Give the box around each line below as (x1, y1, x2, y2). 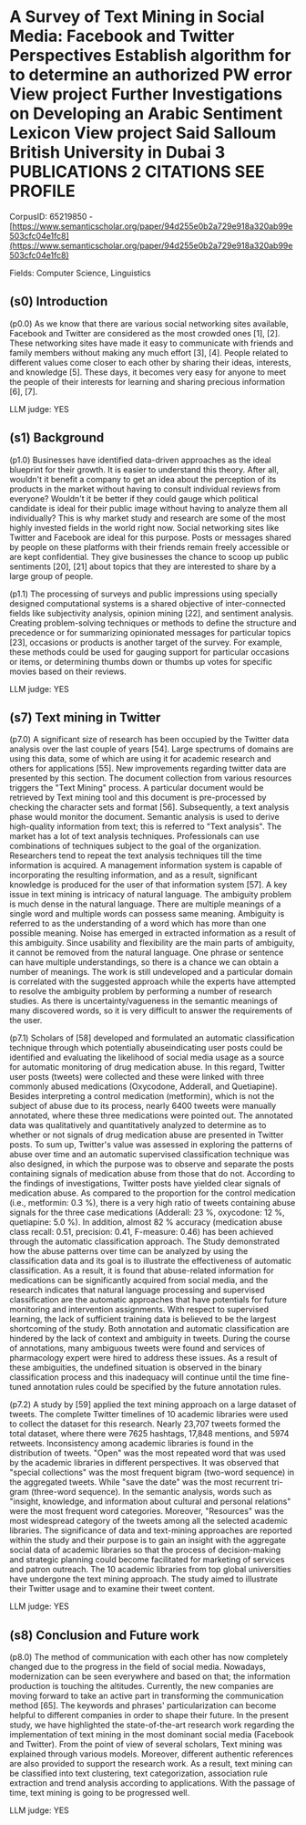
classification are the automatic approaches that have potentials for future (9, 1294, 287, 1305)
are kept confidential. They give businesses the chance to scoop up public (9, 551, 289, 562)
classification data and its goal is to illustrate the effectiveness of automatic (9, 1256, 292, 1267)
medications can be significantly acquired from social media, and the (9, 1275, 269, 1286)
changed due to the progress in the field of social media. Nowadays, (9, 1662, 266, 1673)
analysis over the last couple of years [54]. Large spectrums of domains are (9, 743, 294, 754)
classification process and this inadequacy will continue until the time (9, 1372, 270, 1383)
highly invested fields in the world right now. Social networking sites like (9, 522, 280, 533)
